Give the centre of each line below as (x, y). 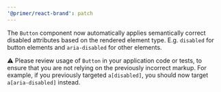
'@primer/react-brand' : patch (50, 13)
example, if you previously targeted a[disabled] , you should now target (108, 75)
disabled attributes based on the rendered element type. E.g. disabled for (110, 40)
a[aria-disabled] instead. (44, 82)
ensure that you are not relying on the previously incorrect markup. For (107, 67)
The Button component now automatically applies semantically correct (107, 33)
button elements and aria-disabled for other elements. (84, 47)
